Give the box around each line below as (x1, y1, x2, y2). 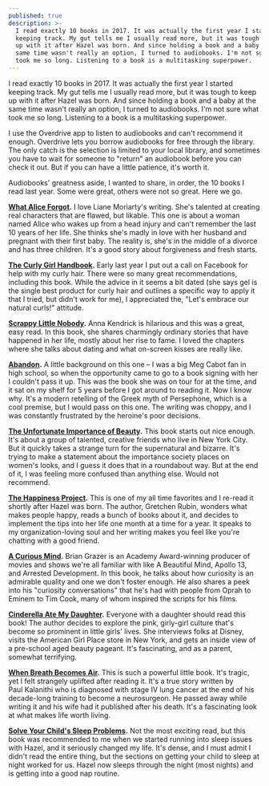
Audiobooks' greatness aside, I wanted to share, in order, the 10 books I (8, 177, 245, 187)
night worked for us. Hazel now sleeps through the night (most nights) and (8, 760, 254, 769)
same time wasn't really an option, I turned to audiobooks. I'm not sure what (8, 104, 259, 113)
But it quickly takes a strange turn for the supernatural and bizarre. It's (8, 443, 240, 453)
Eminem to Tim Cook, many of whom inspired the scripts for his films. (8, 593, 238, 603)
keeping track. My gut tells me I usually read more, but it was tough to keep (8, 87, 257, 96)
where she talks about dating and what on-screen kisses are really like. (8, 344, 243, 353)
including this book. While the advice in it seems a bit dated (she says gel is (8, 277, 258, 287)
